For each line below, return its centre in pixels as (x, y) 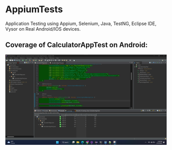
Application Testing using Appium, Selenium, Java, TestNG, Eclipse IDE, (81, 23)
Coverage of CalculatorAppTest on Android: (77, 45)
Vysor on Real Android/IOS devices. (43, 29)
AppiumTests (34, 9)
